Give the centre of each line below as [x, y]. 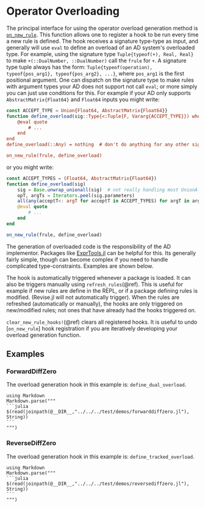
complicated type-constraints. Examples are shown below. [80, 266]
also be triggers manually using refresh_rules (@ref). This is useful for [95, 284]
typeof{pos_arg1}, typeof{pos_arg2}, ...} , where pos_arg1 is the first [95, 73]
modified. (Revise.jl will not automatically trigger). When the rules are [93, 297]
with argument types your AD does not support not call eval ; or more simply [102, 86]
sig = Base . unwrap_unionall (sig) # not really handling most [98, 190]
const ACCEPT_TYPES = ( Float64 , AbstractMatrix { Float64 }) [81, 178]
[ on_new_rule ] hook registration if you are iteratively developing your [92, 328]
